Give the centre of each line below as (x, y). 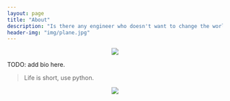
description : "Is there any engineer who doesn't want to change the (108, 26)
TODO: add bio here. (36, 65)
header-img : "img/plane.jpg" (49, 32)
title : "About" (29, 20)
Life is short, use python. (59, 78)
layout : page (26, 13)
